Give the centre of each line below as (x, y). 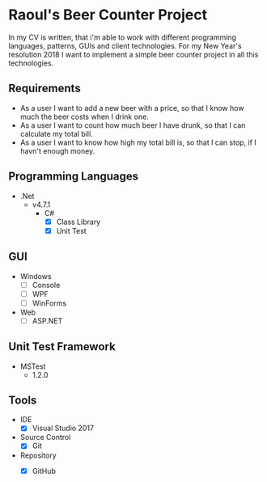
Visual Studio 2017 (63, 428)
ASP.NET (47, 320)
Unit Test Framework (62, 347)
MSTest (33, 366)
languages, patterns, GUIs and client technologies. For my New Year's (125, 45)
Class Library (78, 222)
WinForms (49, 303)
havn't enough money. (57, 150)
